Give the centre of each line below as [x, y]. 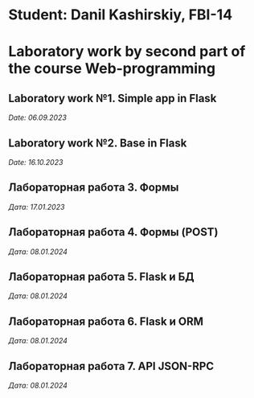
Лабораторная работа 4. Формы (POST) [113, 232]
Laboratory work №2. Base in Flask [98, 143]
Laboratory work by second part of [127, 52]
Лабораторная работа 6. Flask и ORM [106, 321]
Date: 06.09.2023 [37, 117]
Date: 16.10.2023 [36, 162]
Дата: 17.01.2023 [37, 207]
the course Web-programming [112, 69]
